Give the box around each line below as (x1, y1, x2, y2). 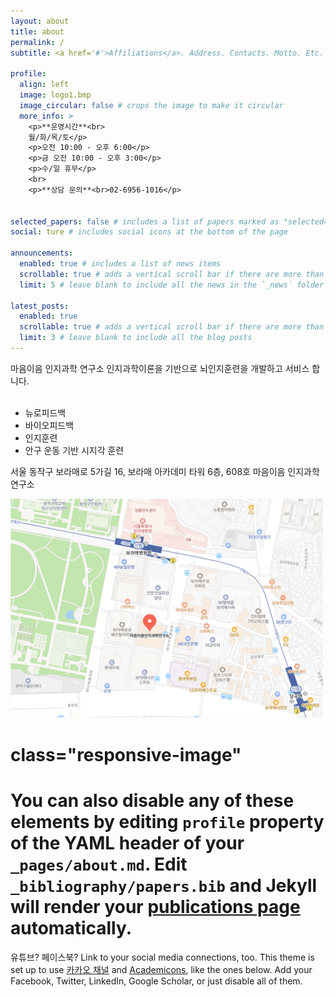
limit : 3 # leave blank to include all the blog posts (19, 333, 253, 343)
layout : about (10, 16, 70, 26)
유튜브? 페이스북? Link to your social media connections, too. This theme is (10, 951, 315, 963)
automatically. (10, 916, 133, 939)
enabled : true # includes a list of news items (19, 259, 222, 269)
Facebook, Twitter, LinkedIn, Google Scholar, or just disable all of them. (10, 975, 303, 987)
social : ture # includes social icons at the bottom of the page (10, 227, 288, 237)
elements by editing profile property (10, 810, 325, 833)
